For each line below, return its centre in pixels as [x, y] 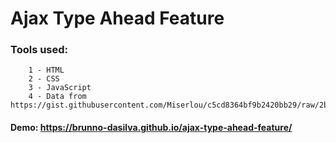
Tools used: [39, 50]
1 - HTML [46, 70]
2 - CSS [44, 79]
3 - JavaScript [60, 88]
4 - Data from [57, 97]
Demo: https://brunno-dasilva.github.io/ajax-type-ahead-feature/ [151, 128]
